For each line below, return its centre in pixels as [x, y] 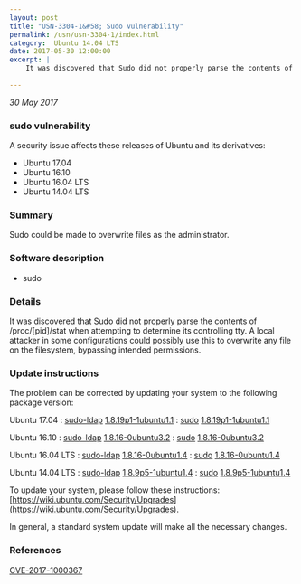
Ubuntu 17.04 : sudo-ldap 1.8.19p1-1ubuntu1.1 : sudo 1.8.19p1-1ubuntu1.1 [140, 420]
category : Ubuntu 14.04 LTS [64, 43]
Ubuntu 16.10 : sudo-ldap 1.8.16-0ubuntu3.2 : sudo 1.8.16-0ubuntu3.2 [137, 438]
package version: [42, 402]
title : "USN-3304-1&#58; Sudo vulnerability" [96, 26]
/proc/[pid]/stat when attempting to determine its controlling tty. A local [142, 330]
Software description [57, 259]
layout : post [34, 18]
